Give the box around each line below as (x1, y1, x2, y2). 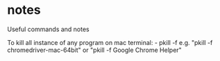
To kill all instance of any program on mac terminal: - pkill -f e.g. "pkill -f (7, 38, 213, 46)
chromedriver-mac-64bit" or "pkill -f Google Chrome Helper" (7, 46, 182, 54)
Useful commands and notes (7, 25, 90, 33)
